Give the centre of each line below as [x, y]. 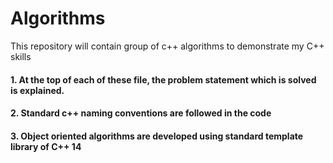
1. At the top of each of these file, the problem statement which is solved [163, 79]
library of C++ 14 [46, 146]
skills [21, 56]
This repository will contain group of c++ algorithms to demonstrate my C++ [167, 46]
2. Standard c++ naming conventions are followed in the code [141, 113]
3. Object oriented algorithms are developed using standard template [157, 136]
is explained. [37, 90]
